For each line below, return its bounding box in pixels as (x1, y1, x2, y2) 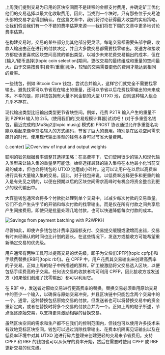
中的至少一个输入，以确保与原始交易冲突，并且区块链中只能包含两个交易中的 (5, 292, 160, 297)
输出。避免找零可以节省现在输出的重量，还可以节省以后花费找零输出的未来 (5, 87, 156, 92)
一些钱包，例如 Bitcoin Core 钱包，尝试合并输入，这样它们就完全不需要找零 (5, 81, 157, 86)
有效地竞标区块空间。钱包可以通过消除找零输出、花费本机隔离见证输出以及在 (5, 326, 160, 332)
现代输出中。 (13, 185, 40, 190)
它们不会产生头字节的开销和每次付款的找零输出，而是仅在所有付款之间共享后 (5, 201, 160, 207)
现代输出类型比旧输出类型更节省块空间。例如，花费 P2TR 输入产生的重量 (5, 110, 152, 115)
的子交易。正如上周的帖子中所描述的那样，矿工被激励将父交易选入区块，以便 (5, 263, 160, 268)
